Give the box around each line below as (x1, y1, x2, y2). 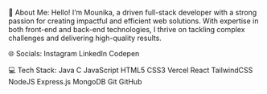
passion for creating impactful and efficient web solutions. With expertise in (8, 16, 259, 26)
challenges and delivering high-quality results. (8, 33, 162, 43)
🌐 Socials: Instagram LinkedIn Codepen (8, 49, 140, 58)
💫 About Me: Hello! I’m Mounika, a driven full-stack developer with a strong (8, 8, 257, 17)
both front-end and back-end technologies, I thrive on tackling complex (8, 25, 245, 34)
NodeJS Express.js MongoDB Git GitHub (8, 77, 142, 86)
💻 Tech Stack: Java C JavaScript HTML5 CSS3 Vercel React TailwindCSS (8, 65, 253, 75)
